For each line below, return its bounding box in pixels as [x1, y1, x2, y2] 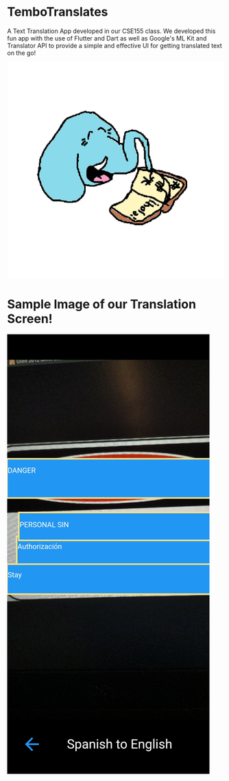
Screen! [7, 311, 53, 327]
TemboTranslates [7, 4, 108, 20]
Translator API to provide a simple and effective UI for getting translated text [7, 41, 223, 49]
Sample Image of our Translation [7, 297, 197, 313]
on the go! [7, 49, 36, 57]
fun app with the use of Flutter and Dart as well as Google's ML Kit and [7, 34, 207, 42]
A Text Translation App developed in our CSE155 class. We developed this [7, 27, 216, 35]
